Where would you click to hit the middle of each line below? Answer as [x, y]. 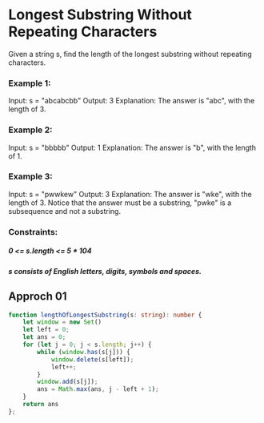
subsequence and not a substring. [65, 211]
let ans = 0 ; [44, 337]
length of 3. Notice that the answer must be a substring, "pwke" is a [120, 203]
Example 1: [30, 83]
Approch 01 [38, 297]
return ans [41, 405]
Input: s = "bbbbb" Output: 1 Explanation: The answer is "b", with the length [132, 147]
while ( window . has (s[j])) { [84, 352]
